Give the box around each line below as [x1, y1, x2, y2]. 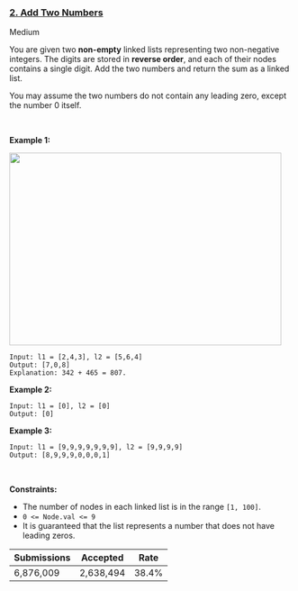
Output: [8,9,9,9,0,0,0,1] [9, 450, 111, 460]
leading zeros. [22, 530, 76, 541]
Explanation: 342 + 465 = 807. [9, 368, 127, 377]
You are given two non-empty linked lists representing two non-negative [9, 44, 280, 55]
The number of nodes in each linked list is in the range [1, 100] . [22, 502, 261, 513]
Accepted [80, 551, 124, 564]
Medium [9, 27, 41, 38]
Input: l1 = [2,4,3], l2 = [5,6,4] [9, 353, 143, 362]
